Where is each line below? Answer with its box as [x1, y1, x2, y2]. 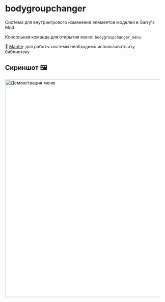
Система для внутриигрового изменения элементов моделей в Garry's [5, 19, 155, 25]
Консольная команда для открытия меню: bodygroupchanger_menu [5, 34, 141, 40]
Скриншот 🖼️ [5, 63, 48, 72]
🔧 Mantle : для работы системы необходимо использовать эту [5, 43, 135, 49]
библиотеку [5, 49, 30, 55]
